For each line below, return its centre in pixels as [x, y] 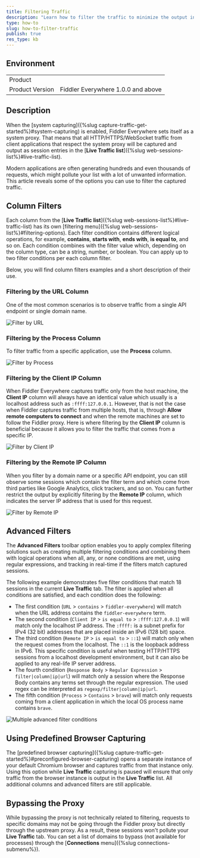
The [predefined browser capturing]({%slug [60, 753]
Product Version [32, 89]
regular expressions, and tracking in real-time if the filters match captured [97, 564]
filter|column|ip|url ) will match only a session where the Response [100, 676]
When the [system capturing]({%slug [52, 125]
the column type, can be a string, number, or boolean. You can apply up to [97, 252]
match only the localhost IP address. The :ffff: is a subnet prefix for [100, 626]
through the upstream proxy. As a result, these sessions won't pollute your [97, 831]
